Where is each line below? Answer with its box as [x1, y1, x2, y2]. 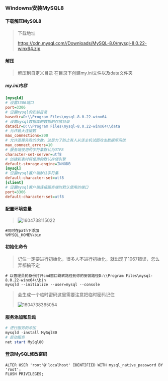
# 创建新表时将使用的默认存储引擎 [5, 157, 66, 162]
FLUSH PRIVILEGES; [5, 371, 44, 376]
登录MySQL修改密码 [5, 351, 48, 357]
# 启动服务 [5, 335, 25, 340]
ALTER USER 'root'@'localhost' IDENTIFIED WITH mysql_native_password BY [5, 362, 163, 367]
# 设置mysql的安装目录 [5, 110, 48, 115]
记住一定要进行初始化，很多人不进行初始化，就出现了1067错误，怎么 [17, 256, 160, 262]
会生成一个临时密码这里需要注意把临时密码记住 [17, 292, 115, 298]
